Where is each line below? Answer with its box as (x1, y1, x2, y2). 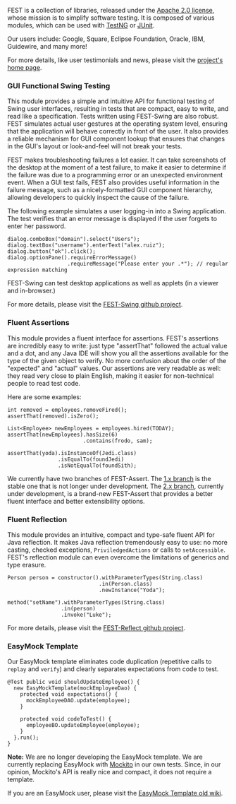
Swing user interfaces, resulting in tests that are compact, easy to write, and (7, 105, 229, 113)
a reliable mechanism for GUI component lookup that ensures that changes (7, 134, 225, 143)
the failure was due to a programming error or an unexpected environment (7, 171, 223, 179)
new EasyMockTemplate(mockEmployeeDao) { (13, 685, 137, 692)
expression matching (7, 266, 68, 274)
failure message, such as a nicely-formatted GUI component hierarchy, (7, 186, 213, 194)
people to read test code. (7, 379, 81, 387)
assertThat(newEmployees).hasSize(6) (7, 431, 118, 438)
